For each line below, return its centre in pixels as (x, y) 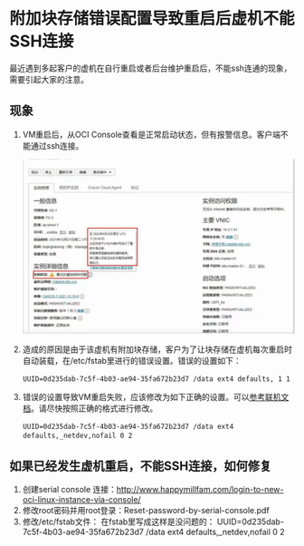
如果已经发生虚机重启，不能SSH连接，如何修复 (141, 466)
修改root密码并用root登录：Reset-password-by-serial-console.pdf (146, 511)
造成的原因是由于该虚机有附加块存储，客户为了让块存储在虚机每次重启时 (157, 349)
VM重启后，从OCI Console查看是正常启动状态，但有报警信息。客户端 (151, 134)
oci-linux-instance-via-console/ (82, 500)
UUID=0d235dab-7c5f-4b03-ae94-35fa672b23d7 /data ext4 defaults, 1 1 (157, 379)
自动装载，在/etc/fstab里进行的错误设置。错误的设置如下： (132, 361)
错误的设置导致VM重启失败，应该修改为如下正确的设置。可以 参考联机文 (156, 397)
